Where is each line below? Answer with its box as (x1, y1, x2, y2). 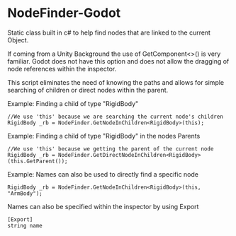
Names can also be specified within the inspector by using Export (7, 202, 199, 211)
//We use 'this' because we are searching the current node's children (7, 113, 223, 120)
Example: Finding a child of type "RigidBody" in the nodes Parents (7, 131, 201, 140)
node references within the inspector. (7, 64, 117, 73)
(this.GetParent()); (7, 158, 69, 165)
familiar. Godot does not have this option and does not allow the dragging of (7, 57, 230, 65)
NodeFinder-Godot (7, 5, 121, 21)
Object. (7, 35, 29, 44)
